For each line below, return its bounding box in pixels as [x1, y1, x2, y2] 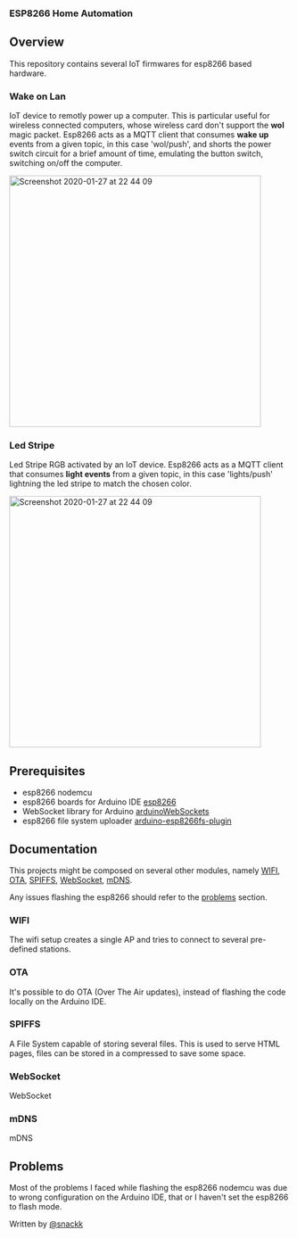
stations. [39, 944, 71, 954]
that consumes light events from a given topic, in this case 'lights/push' [9, 469, 274, 480]
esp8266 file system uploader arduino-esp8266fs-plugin [21, 815, 232, 827]
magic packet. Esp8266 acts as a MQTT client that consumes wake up [9, 129, 269, 140]
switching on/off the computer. [9, 158, 123, 169]
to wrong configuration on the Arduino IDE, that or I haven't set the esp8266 [9, 1192, 289, 1202]
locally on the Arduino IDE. [9, 995, 107, 1006]
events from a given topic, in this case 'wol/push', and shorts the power [9, 139, 272, 150]
